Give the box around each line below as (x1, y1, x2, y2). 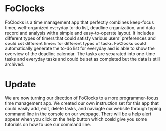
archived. (5, 61, 24, 67)
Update (5, 79, 36, 90)
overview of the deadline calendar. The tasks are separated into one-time (5, 50, 155, 57)
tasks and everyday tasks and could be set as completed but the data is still (5, 56, 160, 62)
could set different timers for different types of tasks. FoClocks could (5, 40, 146, 46)
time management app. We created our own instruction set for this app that (5, 100, 159, 106)
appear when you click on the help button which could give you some (5, 116, 147, 122)
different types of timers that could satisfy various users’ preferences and (5, 35, 156, 41)
